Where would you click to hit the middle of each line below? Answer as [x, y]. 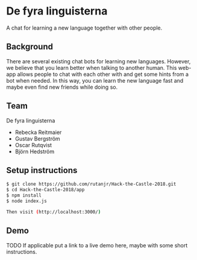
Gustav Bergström [37, 138]
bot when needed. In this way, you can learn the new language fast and [95, 80]
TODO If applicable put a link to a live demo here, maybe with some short [97, 245]
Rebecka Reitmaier [38, 132]
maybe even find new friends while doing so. [62, 87]
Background [30, 47]
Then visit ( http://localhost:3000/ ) [54, 212]
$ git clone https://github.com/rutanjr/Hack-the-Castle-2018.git [91, 184]
